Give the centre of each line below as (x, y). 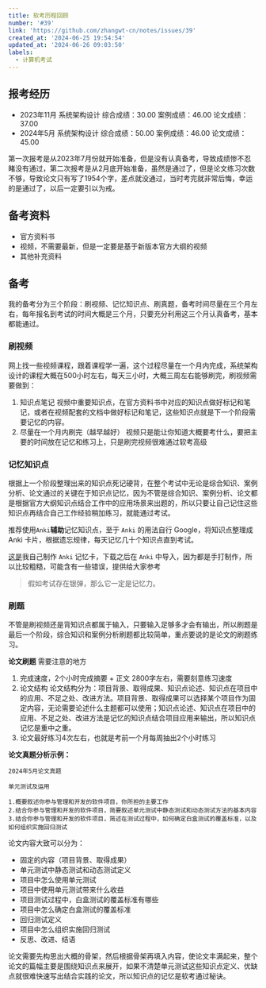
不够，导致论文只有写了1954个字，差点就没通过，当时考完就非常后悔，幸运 (131, 178)
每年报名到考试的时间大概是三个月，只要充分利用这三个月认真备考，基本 (140, 314)
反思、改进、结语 (47, 940)
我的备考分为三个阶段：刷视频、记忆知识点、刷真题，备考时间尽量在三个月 (129, 304)
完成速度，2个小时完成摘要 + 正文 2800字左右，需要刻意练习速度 (126, 678)
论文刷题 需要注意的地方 (47, 662)
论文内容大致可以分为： (46, 843)
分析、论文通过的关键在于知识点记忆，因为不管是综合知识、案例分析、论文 (129, 492)
